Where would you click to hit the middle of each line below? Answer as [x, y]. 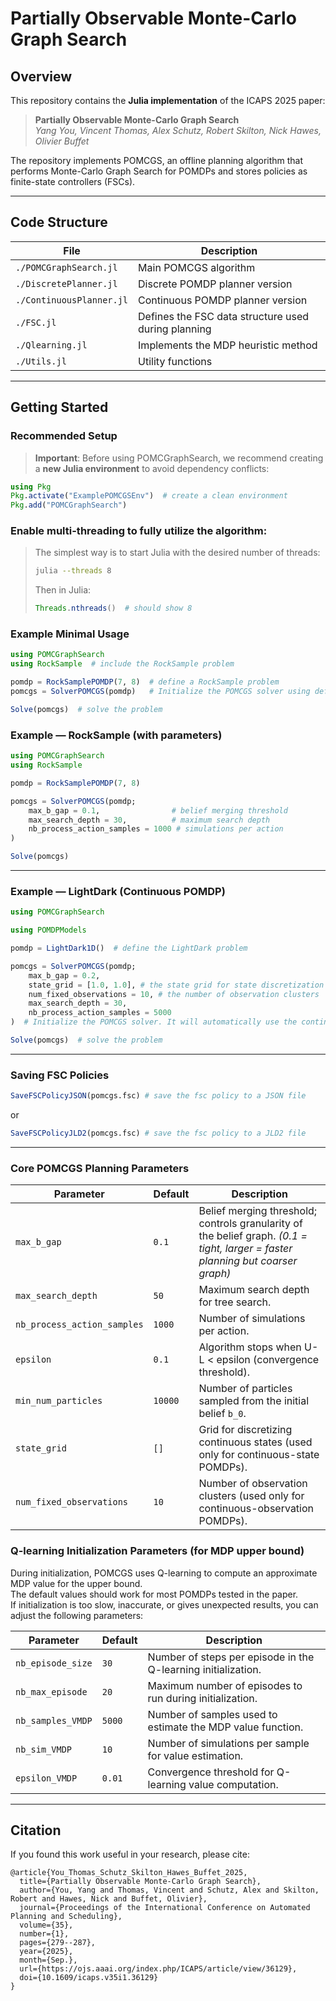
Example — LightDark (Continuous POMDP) [118, 891]
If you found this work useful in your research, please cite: [130, 1854]
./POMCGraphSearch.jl [66, 267]
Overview [41, 76]
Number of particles [245, 1389]
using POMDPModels [48, 930]
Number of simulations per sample [228, 1743]
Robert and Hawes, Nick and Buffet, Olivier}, [109, 1899]
